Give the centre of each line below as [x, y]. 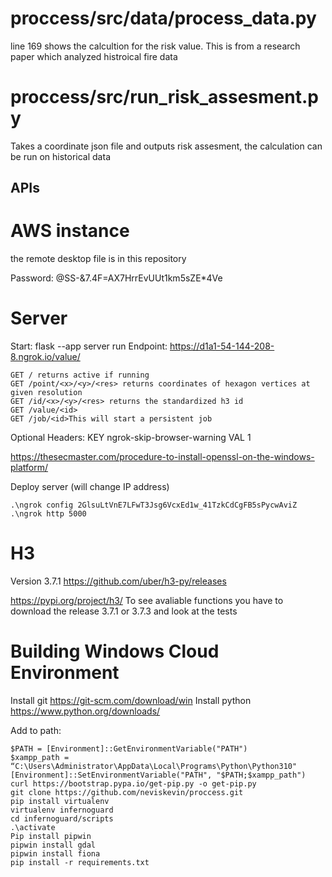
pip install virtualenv [60, 802]
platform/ [29, 468]
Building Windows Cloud [115, 651]
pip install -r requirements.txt [80, 863]
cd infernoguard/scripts [62, 819]
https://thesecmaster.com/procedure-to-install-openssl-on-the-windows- [162, 457]
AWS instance [70, 231]
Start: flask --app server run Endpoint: [89, 346]
